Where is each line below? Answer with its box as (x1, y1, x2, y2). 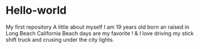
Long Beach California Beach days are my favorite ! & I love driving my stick (5, 29, 194, 36)
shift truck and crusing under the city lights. (5, 36, 114, 43)
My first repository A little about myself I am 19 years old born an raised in (5, 23, 190, 30)
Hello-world (5, 4, 67, 17)
